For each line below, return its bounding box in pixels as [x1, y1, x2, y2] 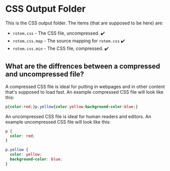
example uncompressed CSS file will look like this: [5, 119, 111, 125]
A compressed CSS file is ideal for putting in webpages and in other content [5, 83, 165, 90]
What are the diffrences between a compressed [5, 62, 160, 71]
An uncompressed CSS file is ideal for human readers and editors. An [5, 113, 152, 120]
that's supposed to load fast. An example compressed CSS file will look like [5, 89, 164, 95]
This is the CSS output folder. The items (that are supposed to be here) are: [5, 20, 163, 26]
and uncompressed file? [5, 70, 84, 79]
